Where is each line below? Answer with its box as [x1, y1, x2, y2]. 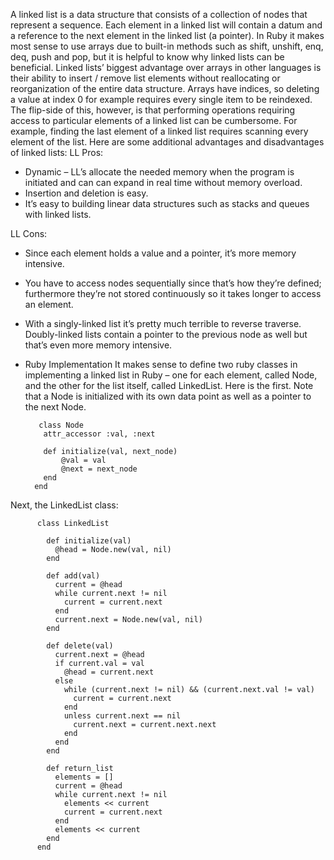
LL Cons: [10, 228, 48, 239]
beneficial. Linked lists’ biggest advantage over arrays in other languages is [10, 62, 322, 73]
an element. [24, 299, 74, 310]
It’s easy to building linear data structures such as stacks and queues [24, 198, 310, 209]
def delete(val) [46, 641, 114, 651]
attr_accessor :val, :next [43, 429, 156, 439]
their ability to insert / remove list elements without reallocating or [10, 72, 281, 84]
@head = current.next [63, 667, 155, 677]
